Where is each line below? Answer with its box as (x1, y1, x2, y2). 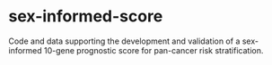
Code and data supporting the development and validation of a (8, 36, 241, 46)
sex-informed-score (8, 6, 163, 27)
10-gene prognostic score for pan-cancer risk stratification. (43, 45, 264, 55)
